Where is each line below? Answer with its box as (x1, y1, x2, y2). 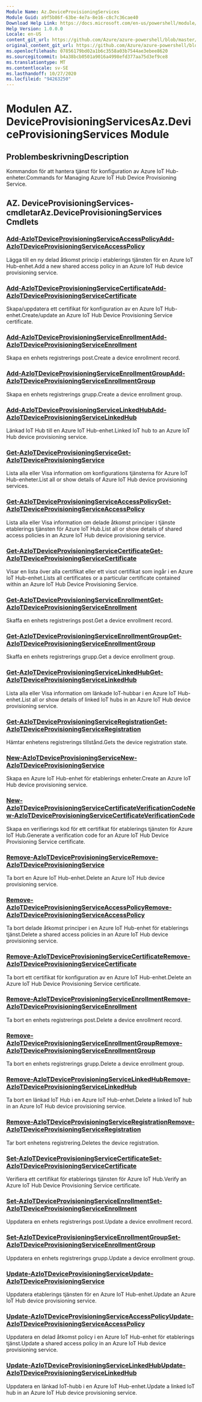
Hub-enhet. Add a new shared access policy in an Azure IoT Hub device (6, 262, 183, 270)
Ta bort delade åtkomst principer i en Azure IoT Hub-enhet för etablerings (6, 924, 189, 932)
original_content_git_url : (6, 43, 74, 49)
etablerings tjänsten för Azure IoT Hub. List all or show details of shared (6, 525, 182, 532)
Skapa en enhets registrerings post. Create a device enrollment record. (6, 354, 180, 362)
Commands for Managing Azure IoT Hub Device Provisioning (26, 174, 177, 182)
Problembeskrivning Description (6, 151, 129, 162)
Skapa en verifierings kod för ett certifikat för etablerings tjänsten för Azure (6, 825, 193, 832)
